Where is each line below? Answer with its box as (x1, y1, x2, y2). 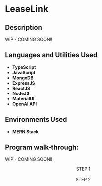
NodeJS (12, 91, 30, 96)
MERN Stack (12, 128, 39, 135)
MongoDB (12, 75, 34, 81)
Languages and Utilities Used (5, 51, 98, 59)
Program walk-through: (5, 143, 79, 152)
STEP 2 (76, 177, 91, 183)
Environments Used (5, 115, 67, 124)
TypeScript (12, 64, 36, 70)
